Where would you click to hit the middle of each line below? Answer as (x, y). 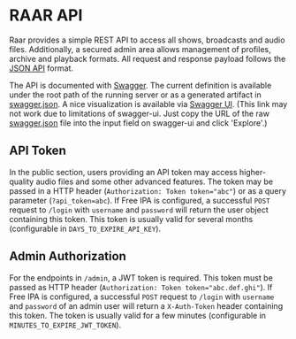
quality (22, 181)
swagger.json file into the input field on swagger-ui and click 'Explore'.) (138, 123)
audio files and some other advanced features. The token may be (155, 181)
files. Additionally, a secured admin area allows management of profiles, (140, 49)
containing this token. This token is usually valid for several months (131, 219)
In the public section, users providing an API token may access (123, 172)
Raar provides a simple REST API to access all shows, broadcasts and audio (147, 40)
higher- (253, 172)
